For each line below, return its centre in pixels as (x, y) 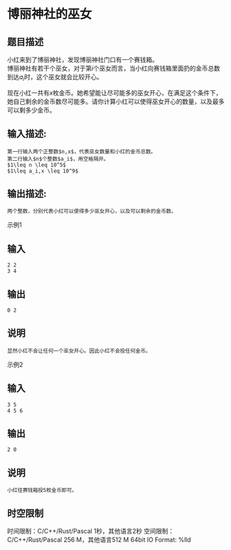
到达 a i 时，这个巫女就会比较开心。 (55, 78)
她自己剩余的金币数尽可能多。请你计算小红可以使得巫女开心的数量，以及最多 (116, 101)
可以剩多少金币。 (31, 110)
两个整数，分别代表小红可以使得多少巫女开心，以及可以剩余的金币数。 (92, 211)
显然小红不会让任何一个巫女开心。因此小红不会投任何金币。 (79, 351)
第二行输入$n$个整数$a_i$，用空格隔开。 (58, 159)
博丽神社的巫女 (50, 14)
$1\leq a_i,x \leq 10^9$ (43, 171)
